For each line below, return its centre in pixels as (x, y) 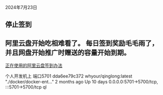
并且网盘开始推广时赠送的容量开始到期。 (68, 52)
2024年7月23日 (21, 7)
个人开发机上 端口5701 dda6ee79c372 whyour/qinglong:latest (69, 76)
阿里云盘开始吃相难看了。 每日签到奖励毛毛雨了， (82, 43)
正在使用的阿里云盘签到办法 (34, 65)
